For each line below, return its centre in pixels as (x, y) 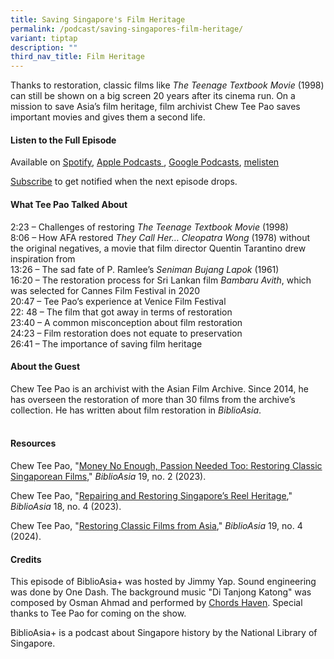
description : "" (44, 47)
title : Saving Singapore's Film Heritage (98, 19)
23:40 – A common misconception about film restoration (126, 322)
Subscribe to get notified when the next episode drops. (124, 182)
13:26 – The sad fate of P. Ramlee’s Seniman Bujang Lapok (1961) (145, 269)
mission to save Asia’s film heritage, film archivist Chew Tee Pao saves (155, 107)
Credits (26, 559)
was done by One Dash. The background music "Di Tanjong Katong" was (161, 592)
